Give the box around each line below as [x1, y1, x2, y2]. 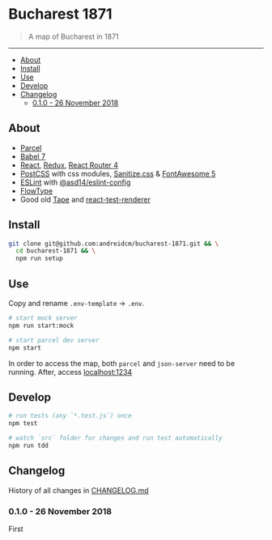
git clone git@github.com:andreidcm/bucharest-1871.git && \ [8, 240, 219, 248]
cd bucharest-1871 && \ [15, 247, 96, 255]
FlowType [19, 185, 53, 195]
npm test [8, 419, 38, 427]
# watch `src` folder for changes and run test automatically [8, 434, 223, 442]
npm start [8, 343, 42, 352]
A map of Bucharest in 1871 [28, 32, 119, 41]
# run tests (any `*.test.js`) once [8, 412, 132, 420]
